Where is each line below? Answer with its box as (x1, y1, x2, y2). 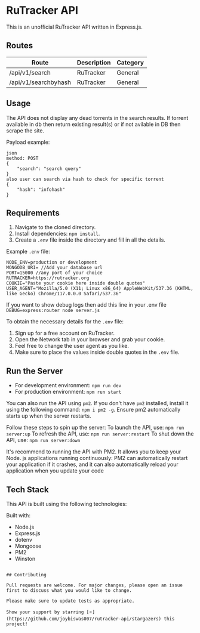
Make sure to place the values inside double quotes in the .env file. (14, 348, 180, 356)
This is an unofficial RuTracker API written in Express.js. (6, 23, 143, 30)
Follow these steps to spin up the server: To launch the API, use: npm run (6, 424, 184, 431)
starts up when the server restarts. (6, 412, 91, 419)
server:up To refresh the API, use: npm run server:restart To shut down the (6, 430, 194, 437)
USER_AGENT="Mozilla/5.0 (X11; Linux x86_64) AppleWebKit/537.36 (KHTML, (6, 286, 194, 292)
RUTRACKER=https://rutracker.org (6, 275, 90, 281)
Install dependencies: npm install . (14, 230, 100, 237)
